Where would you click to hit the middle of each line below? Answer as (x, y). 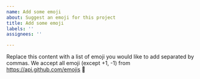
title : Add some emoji (35, 23)
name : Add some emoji (34, 12)
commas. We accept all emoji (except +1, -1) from (68, 63)
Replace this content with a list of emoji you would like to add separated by (100, 57)
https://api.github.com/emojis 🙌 (46, 69)
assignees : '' (24, 34)
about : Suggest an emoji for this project (61, 17)
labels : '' (20, 29)
